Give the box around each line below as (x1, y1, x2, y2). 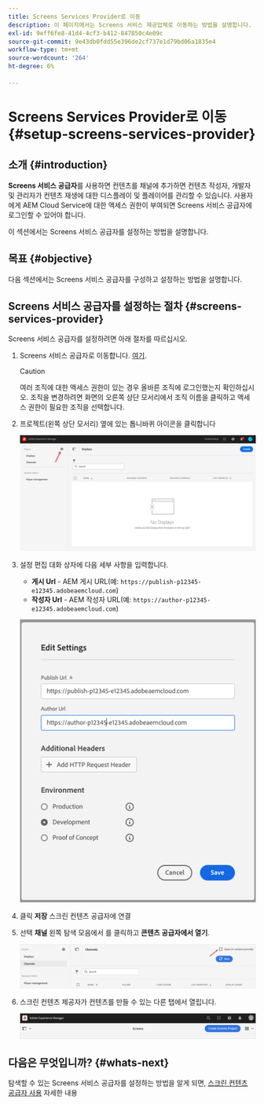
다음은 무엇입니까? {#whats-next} (8, 1055, 170, 1069)
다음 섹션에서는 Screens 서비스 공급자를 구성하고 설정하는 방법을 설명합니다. (8, 274, 242, 284)
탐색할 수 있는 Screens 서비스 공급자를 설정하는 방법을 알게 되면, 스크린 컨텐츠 (8, 1078, 248, 1088)
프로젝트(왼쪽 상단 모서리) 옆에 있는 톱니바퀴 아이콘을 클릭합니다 (19, 419, 216, 428)
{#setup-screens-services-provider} (8, 125, 256, 143)
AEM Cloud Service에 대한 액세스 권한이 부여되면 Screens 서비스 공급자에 (22, 200, 253, 210)
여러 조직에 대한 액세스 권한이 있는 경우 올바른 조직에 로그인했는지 (19, 383, 222, 392)
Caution (19, 366, 46, 376)
